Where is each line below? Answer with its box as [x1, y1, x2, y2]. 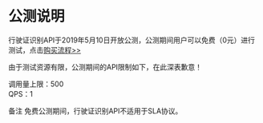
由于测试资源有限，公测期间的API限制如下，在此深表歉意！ [8, 61, 203, 72]
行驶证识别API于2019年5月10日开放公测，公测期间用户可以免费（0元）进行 [8, 35, 255, 45]
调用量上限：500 [8, 79, 64, 89]
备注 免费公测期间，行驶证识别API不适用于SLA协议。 [8, 105, 183, 116]
